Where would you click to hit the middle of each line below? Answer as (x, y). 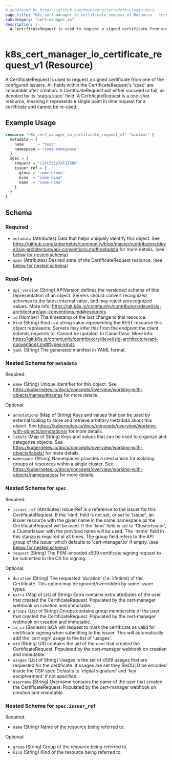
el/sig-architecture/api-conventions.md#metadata (66, 249)
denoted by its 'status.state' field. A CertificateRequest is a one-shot (78, 96)
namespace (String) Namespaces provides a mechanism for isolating (84, 459)
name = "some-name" (41, 182)
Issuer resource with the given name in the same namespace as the (84, 520)
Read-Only (19, 279)
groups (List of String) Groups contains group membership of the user (86, 611)
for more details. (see (142, 249)
